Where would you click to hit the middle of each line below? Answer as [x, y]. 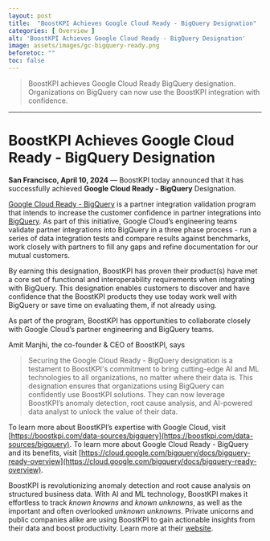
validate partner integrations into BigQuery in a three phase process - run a [133, 229]
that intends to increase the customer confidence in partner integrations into [135, 212]
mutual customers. [39, 255]
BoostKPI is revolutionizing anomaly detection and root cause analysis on [129, 485]
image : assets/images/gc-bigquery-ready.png [84, 46]
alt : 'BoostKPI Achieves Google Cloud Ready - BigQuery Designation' [127, 38]
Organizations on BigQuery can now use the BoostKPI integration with [144, 92]
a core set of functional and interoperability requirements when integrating [132, 279]
